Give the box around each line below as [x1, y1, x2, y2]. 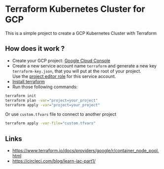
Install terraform [12, 78, 45, 84]
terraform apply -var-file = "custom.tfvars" [5, 121, 96, 126]
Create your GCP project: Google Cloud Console [12, 58, 111, 64]
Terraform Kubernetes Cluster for [5, 3, 145, 15]
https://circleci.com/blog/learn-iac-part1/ [12, 158, 96, 164]
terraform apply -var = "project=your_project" [5, 102, 100, 107]
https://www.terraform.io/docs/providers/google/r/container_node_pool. [12, 148, 159, 154]
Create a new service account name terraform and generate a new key [12, 63, 157, 68]
